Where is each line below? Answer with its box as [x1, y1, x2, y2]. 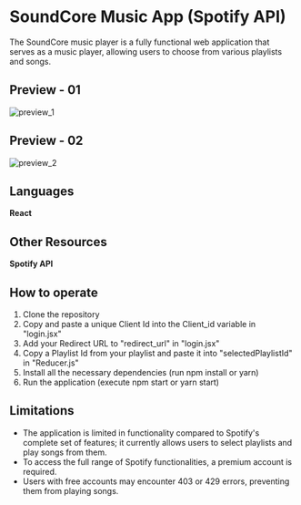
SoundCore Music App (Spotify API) [9, 6, 286, 27]
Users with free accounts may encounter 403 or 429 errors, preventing [22, 476, 290, 487]
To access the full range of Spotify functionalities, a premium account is [22, 456, 293, 467]
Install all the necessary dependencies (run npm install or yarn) [22, 367, 259, 377]
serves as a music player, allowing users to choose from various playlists [9, 46, 283, 57]
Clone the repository [22, 309, 100, 320]
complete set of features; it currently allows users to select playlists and [22, 437, 293, 448]
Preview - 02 [9, 133, 84, 149]
